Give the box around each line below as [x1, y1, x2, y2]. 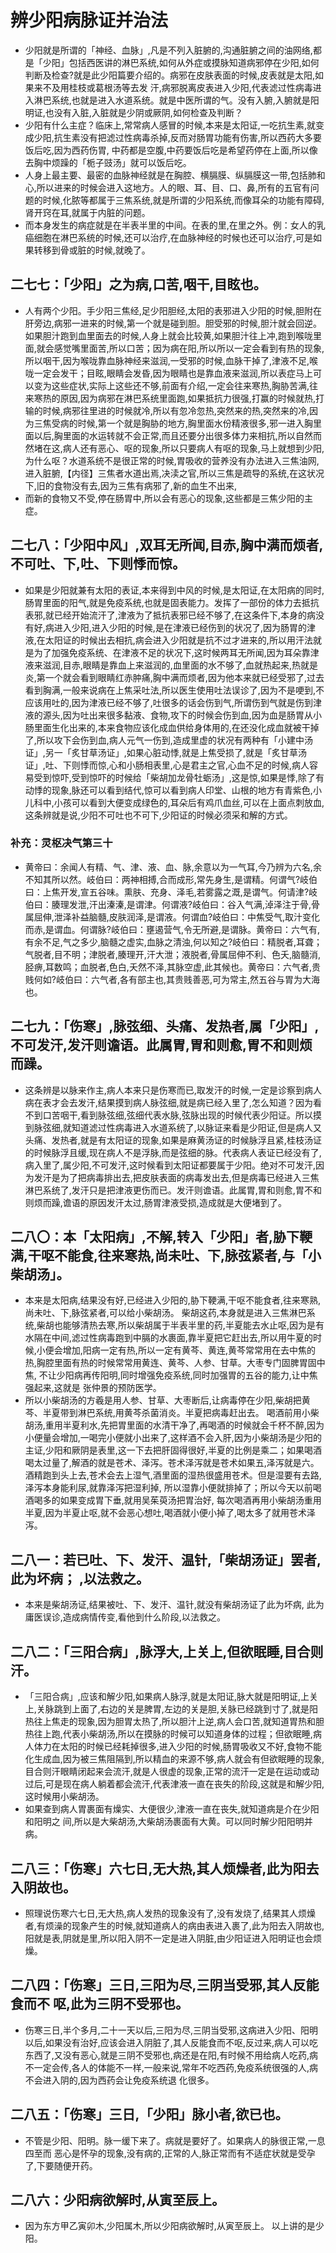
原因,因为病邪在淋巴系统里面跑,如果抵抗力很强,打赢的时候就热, [59, 392, 316, 404]
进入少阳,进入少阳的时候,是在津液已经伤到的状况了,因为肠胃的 [53, 621, 307, 633]
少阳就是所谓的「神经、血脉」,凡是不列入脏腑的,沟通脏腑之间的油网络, [24, 44, 313, 56]
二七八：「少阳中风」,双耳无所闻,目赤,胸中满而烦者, [10, 537, 324, 554]
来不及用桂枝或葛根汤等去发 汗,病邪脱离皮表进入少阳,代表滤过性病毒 [33, 81, 313, 93]
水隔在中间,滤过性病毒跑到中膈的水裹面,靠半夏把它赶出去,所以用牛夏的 [24, 1332, 313, 1344]
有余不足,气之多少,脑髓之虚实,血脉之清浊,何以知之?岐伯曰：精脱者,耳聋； [24, 936, 323, 948]
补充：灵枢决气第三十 [10, 836, 113, 850]
